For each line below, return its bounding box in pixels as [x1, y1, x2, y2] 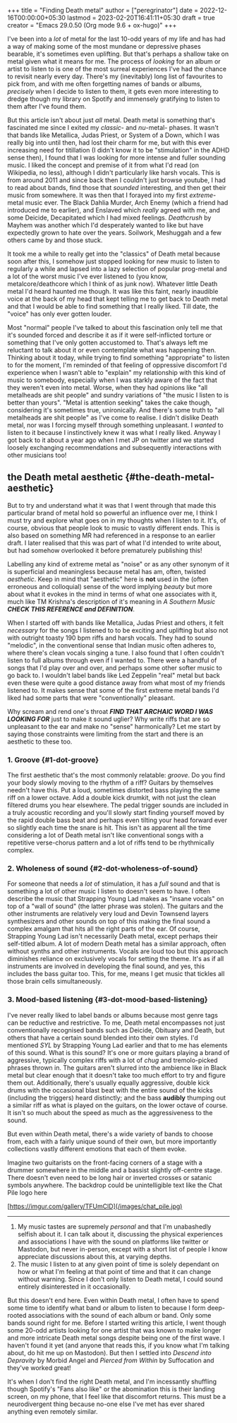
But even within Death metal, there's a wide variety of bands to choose [7, 1129, 214, 1138]
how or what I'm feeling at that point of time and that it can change [17, 1267, 212, 1275]
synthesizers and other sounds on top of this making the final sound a [7, 917, 210, 926]
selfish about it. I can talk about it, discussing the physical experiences [17, 1230, 224, 1238]
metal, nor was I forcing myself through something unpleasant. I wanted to [7, 421, 224, 429]
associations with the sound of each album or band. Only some [28, 1311, 212, 1319]
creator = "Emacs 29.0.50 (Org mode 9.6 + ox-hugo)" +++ [7, 21, 177, 29]
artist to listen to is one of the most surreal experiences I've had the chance [7, 65, 227, 73]
